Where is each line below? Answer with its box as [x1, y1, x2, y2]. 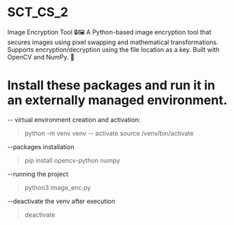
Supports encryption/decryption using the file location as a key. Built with [7, 45, 220, 53]
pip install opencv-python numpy [24, 156, 121, 165]
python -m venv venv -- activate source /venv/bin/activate [24, 129, 194, 137]
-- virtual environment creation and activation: [7, 115, 141, 123]
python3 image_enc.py [24, 183, 91, 191]
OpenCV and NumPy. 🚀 [7, 53, 75, 61]
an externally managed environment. [7, 93, 228, 109]
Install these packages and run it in [7, 78, 216, 93]
